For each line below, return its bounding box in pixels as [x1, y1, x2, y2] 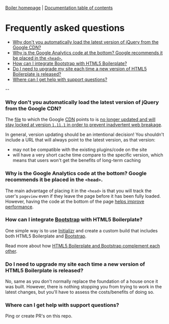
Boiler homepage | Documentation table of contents [5, 5, 113, 11]
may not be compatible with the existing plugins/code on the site [12, 146, 147, 153]
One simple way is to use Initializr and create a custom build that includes [5, 227, 158, 233]
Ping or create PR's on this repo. [5, 313, 73, 319]
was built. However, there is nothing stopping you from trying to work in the [5, 284, 162, 290]
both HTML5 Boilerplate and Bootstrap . [5, 233, 87, 239]
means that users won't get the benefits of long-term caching [12, 157, 141, 164]
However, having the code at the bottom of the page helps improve [5, 198, 145, 204]
